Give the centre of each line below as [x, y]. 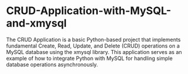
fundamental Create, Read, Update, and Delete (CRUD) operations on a [93, 46]
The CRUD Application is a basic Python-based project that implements [93, 39]
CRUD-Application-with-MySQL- [89, 11]
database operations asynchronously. [52, 64]
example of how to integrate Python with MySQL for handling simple [90, 58]
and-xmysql [36, 23]
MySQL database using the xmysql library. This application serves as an [94, 52]
